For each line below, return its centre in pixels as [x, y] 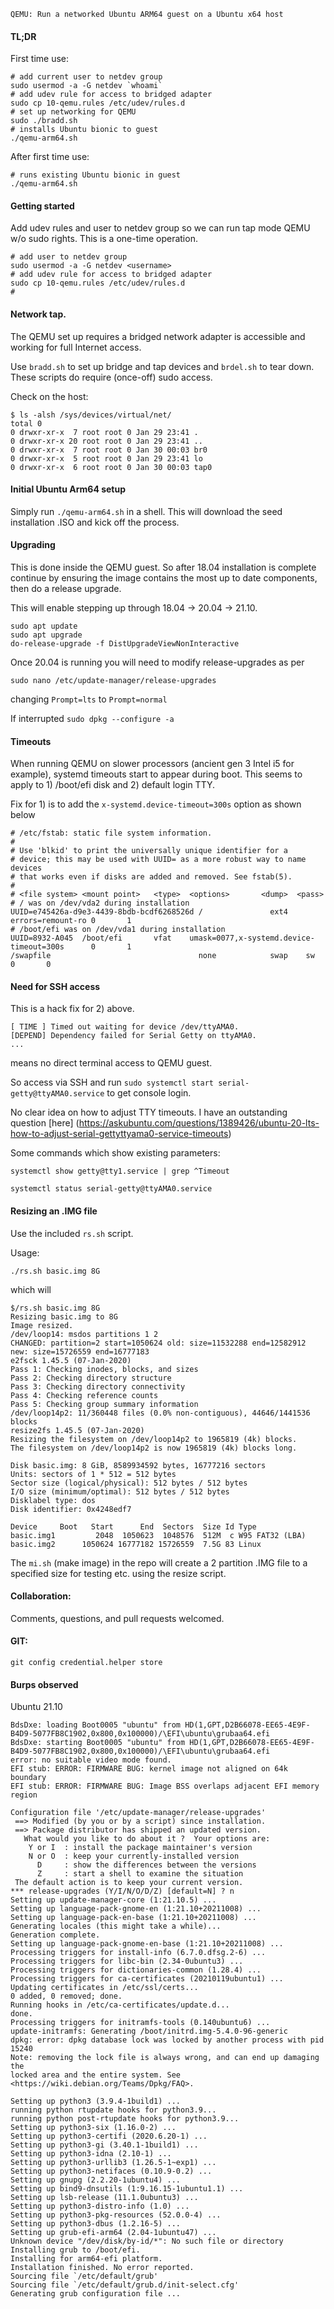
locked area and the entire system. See [96, 2075]
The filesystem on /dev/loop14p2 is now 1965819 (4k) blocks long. [154, 1448]
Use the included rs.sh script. [72, 1233]
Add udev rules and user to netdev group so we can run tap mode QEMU [160, 228]
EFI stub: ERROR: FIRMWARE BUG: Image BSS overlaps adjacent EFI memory [165, 1786]
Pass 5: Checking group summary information [104, 1404]
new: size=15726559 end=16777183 [80, 1351]
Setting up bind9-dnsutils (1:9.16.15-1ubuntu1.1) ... [127, 2189]
